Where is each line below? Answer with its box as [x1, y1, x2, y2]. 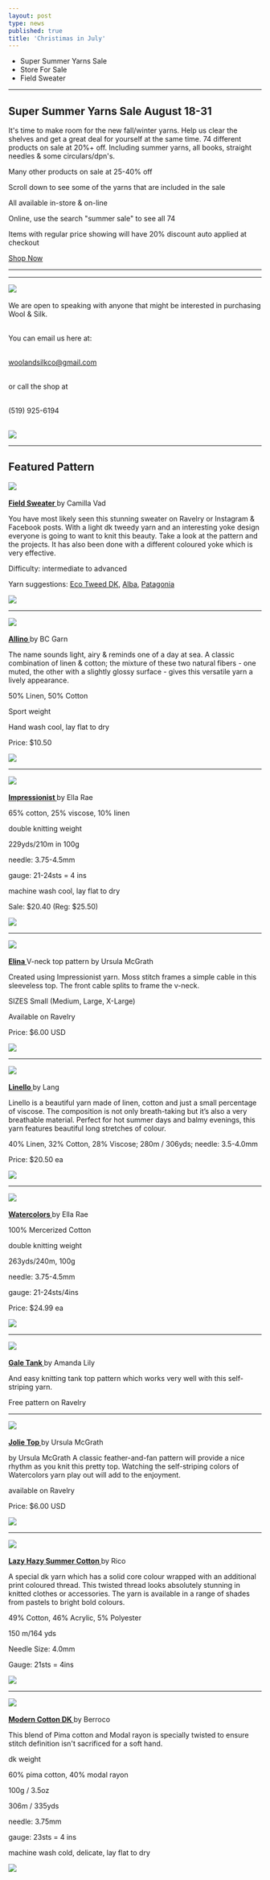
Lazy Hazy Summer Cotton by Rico [8, 1556, 126, 1565]
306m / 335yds [8, 1800, 59, 1811]
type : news [8, 19, 45, 27]
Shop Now [8, 254, 43, 263]
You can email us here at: [8, 333, 92, 343]
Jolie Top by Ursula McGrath [8, 1437, 104, 1447]
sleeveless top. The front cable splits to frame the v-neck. [8, 980, 199, 990]
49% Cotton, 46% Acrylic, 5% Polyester [8, 1613, 142, 1622]
